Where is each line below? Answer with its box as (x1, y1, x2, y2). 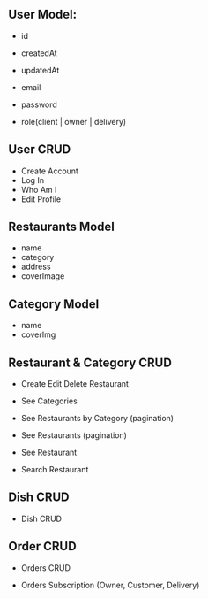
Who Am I (20, 184, 57, 195)
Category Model (8, 296, 100, 311)
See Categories (20, 395, 78, 406)
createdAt (20, 48, 58, 58)
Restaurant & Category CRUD (8, 355, 173, 370)
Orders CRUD (20, 562, 71, 573)
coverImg (20, 329, 56, 340)
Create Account (20, 165, 78, 176)
